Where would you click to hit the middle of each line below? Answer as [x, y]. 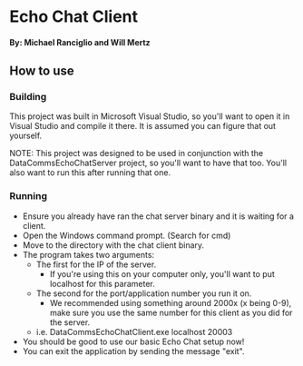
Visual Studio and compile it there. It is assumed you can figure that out [143, 126]
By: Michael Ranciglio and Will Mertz [80, 42]
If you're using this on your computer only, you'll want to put [162, 273]
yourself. [26, 136]
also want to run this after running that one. [90, 173]
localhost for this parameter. [103, 283]
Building [28, 97]
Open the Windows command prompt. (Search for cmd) [127, 235]
